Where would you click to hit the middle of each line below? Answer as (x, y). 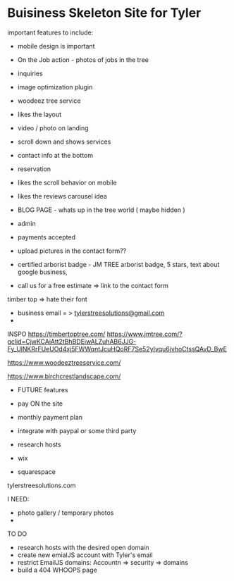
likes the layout (39, 114)
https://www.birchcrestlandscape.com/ (64, 376)
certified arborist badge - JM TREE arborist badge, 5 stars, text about (118, 264)
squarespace (37, 471)
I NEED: (18, 499)
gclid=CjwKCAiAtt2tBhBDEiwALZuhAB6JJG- (72, 341)
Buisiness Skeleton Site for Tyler (104, 13)
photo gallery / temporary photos (66, 513)
